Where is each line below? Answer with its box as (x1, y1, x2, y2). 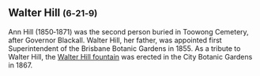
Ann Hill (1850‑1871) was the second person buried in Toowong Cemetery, (8, 27, 249, 36)
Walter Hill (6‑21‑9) (8, 6, 98, 20)
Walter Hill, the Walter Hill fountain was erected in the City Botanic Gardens (8, 52, 253, 61)
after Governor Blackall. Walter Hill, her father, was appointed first (8, 35, 223, 45)
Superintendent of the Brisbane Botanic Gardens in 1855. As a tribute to (8, 43, 241, 53)
